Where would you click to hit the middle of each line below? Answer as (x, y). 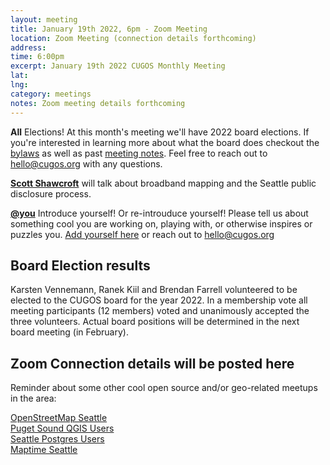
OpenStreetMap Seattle (59, 418)
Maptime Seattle (44, 450)
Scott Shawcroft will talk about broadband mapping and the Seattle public (163, 183)
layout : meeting (44, 19)
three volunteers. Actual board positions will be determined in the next (155, 322)
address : (28, 47)
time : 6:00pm (37, 57)
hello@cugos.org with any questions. (86, 163)
